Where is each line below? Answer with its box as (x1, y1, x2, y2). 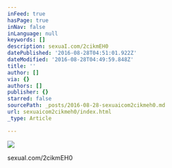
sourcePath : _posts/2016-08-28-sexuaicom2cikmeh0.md (7, 102, 166, 109)
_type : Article (7, 115, 52, 122)
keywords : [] (7, 37, 46, 44)
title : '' (7, 63, 37, 70)
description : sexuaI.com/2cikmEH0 (7, 43, 109, 50)
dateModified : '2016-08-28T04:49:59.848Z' (7, 56, 134, 63)
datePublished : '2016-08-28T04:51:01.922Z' (7, 50, 137, 57)
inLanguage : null (7, 30, 59, 37)
